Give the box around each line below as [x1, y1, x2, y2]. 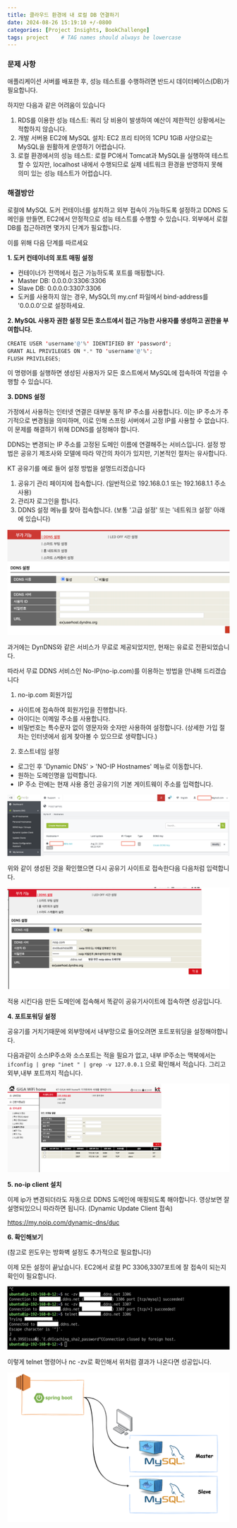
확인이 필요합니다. [7, 1272, 57, 1280]
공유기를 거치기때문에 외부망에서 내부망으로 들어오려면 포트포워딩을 [7, 1027, 193, 1035]
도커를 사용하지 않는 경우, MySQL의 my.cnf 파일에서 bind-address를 [17, 292, 209, 301]
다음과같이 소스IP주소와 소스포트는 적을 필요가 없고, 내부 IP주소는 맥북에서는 [7, 1051, 217, 1059]
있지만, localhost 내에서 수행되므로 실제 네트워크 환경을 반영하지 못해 [32, 160, 223, 168]
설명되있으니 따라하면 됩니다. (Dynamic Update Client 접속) [7, 1204, 173, 1213]
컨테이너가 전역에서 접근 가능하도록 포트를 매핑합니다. [17, 268, 165, 277]
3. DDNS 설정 [7, 393, 46, 401]
